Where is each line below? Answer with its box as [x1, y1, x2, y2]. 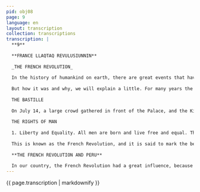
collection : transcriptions [6, 31, 76, 37]
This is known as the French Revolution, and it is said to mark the [11, 140, 187, 147]
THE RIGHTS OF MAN [11, 119, 58, 125]
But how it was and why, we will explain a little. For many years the [11, 86, 193, 92]
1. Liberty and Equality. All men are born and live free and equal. [11, 130, 187, 136]
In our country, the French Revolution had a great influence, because [11, 163, 193, 169]
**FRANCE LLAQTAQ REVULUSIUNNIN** [11, 53, 97, 59]
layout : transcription [6, 25, 62, 31]
